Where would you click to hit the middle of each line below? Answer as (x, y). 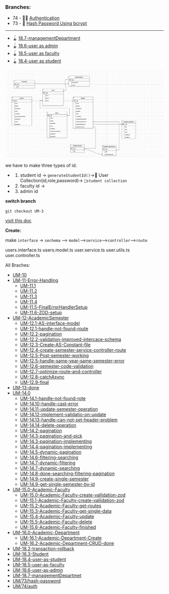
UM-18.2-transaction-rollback (43, 549)
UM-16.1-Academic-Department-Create (61, 538)
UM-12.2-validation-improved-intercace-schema (71, 339)
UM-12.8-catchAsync (42, 377)
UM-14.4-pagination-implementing (56, 447)
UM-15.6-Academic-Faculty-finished (58, 527)
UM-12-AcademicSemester (41, 318)
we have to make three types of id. (41, 166)
